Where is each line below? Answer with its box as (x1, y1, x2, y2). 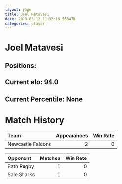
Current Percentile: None (5, 95, 83, 103)
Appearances (55, 132, 88, 139)
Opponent (7, 155, 32, 161)
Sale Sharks (7, 171, 35, 178)
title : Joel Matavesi (5, 12, 49, 17)
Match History (5, 114, 65, 126)
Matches (39, 155, 61, 161)
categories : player (5, 21, 45, 26)
